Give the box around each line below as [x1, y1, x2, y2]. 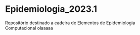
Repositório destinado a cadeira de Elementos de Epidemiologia [5, 20, 135, 26]
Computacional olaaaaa [5, 25, 53, 31]
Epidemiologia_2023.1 [5, 3, 97, 15]
